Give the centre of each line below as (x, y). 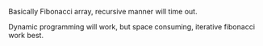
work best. (26, 35)
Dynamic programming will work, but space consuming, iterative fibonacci (132, 27)
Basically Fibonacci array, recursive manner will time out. (103, 11)
